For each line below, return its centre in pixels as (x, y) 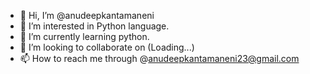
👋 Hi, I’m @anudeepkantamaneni (87, 15)
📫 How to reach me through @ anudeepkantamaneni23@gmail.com (159, 58)
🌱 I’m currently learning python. (84, 36)
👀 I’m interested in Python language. (94, 26)
